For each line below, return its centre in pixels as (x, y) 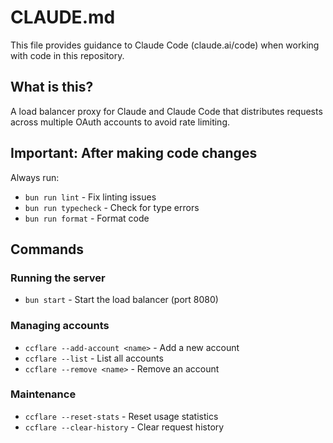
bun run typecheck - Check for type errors (112, 207)
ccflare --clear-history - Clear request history (124, 427)
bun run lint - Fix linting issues (90, 197)
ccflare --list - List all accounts (94, 358)
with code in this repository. (67, 55)
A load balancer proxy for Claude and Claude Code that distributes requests (166, 111)
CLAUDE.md (63, 17)
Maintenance (43, 394)
